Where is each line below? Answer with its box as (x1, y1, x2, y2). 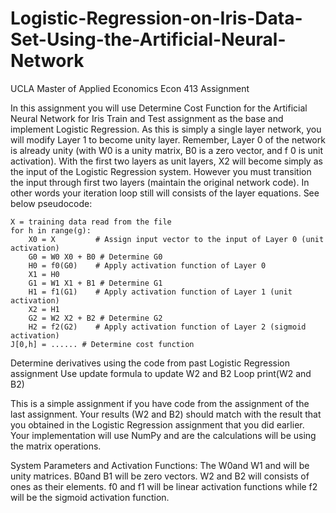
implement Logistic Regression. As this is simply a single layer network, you (10, 123, 322, 135)
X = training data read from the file (10, 217, 172, 227)
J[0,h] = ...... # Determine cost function (10, 339, 195, 349)
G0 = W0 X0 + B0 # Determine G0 (28, 252, 163, 262)
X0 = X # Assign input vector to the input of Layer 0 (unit (28, 234, 325, 244)
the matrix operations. (10, 440, 102, 452)
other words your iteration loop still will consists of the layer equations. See (10, 187, 320, 199)
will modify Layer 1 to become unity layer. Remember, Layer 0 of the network (10, 133, 326, 146)
